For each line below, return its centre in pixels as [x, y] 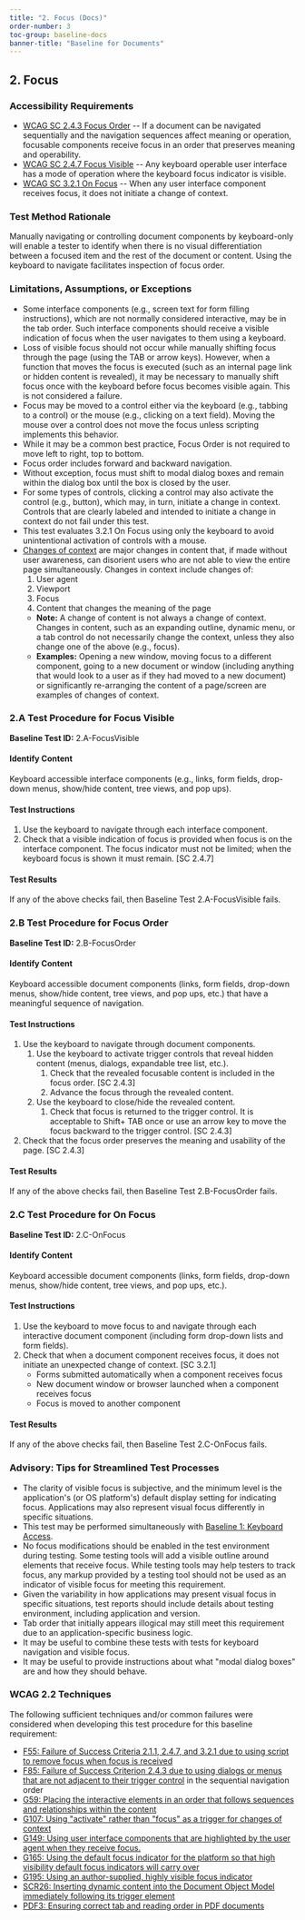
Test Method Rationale [60, 216]
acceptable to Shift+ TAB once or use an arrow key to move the [168, 1122]
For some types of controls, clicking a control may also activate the [148, 492]
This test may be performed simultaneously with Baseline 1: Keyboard [153, 1526]
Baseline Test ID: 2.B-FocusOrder [73, 943]
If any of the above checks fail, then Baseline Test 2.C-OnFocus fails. [138, 1444]
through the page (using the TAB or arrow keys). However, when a [146, 357]
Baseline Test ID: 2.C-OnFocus [68, 1234]
